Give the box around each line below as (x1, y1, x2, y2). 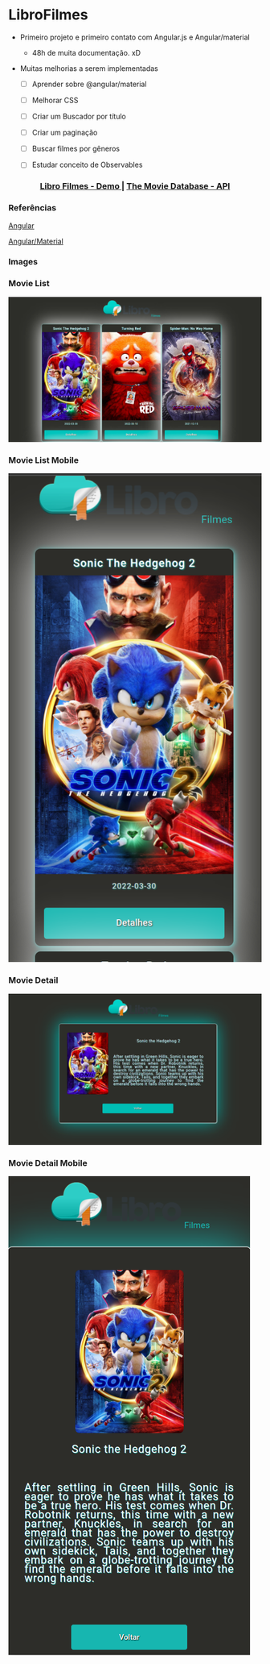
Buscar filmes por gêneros (31, 144, 121, 154)
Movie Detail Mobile (8, 1157, 88, 1168)
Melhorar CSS (31, 95, 79, 105)
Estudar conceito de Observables (31, 160, 143, 170)
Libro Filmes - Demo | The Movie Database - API (39, 181, 231, 192)
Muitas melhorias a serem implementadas (19, 63, 158, 73)
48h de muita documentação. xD (31, 48, 141, 57)
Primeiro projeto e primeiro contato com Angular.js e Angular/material (19, 32, 251, 42)
